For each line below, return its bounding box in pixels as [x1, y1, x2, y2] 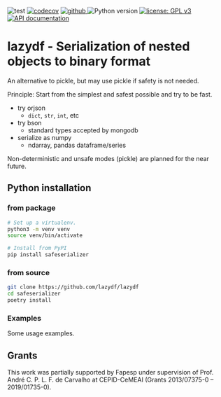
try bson [17, 118, 42, 127]
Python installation [7, 182, 92, 194]
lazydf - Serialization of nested [7, 39, 190, 55]
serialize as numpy [17, 133, 72, 141]
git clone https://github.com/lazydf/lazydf [7, 284, 139, 291]
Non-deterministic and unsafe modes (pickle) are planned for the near [7, 154, 210, 162]
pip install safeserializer [7, 251, 90, 258]
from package [7, 203, 56, 213]
